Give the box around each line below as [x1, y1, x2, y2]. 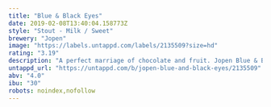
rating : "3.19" [8, 49, 60, 57]
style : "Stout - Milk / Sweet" [8, 27, 114, 35]
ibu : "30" [8, 79, 42, 87]
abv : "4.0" [8, 72, 45, 80]
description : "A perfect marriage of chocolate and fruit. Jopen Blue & [8, 57, 258, 65]
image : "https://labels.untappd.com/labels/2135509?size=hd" [8, 42, 219, 50]
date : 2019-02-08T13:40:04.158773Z [8, 19, 128, 27]
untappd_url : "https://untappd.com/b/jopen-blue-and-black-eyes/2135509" [8, 64, 262, 72]
